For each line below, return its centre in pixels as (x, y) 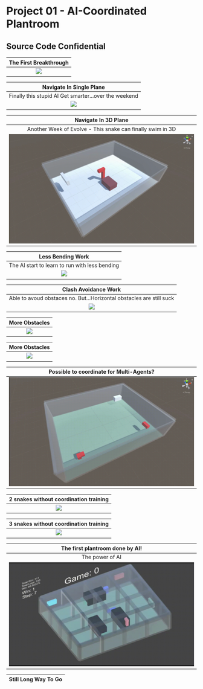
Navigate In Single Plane (73, 87)
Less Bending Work (64, 256)
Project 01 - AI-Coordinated (76, 11)
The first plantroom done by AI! (101, 548)
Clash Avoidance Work (92, 290)
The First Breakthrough (39, 62)
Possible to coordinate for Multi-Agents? (101, 372)
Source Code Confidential (56, 46)
